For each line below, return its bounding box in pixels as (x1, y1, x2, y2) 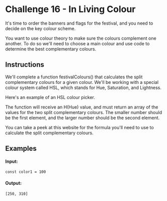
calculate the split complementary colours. (5, 130, 94, 136)
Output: (5, 180, 22, 186)
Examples (5, 144, 37, 153)
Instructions (5, 60, 44, 69)
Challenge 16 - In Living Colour (5, 4, 136, 15)
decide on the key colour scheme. (5, 25, 76, 31)
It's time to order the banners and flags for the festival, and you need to (5, 20, 153, 26)
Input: (5, 158, 18, 164)
